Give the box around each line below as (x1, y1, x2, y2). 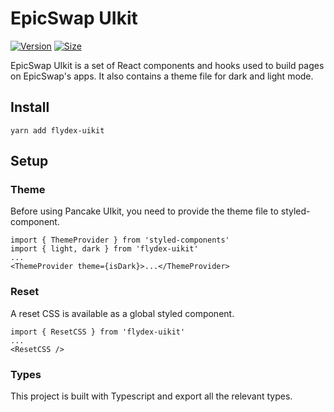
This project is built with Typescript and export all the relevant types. (10, 390, 293, 402)
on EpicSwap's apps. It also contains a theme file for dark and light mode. (10, 70, 314, 82)
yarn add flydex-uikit (10, 125, 105, 136)
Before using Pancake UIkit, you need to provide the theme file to (10, 205, 279, 217)
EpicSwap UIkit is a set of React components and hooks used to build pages (10, 59, 325, 71)
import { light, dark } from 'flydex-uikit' (10, 244, 199, 254)
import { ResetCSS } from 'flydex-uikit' (10, 327, 186, 337)
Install (10, 99, 50, 116)
